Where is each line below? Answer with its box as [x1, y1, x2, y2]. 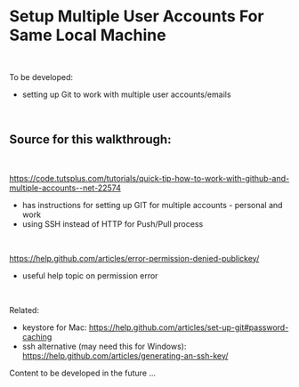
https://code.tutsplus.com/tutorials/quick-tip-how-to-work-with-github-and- [9, 173, 290, 183]
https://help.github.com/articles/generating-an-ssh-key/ [21, 350, 229, 361]
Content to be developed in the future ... [9, 367, 157, 378]
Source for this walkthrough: [9, 132, 172, 148]
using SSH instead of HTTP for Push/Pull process [21, 218, 204, 229]
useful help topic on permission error [21, 270, 158, 281]
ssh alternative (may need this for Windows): [21, 341, 187, 351]
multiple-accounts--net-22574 [9, 182, 122, 193]
